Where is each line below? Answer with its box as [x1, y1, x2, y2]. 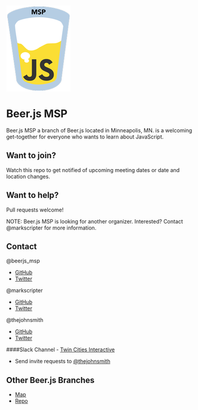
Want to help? [6, 190, 59, 200]
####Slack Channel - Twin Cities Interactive [6, 346, 115, 353]
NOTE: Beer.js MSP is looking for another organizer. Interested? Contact [6, 218, 184, 225]
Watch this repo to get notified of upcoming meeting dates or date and [6, 166, 180, 173]
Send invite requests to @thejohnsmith [14, 358, 111, 365]
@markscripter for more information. [6, 224, 97, 231]
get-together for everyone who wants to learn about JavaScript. [6, 133, 164, 140]
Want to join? [6, 150, 56, 161]
